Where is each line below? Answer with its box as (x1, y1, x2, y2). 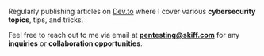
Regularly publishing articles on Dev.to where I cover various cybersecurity (8, 7, 256, 16)
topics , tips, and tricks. (8, 15, 84, 24)
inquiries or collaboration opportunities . (8, 39, 143, 48)
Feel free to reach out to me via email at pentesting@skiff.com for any (8, 31, 240, 39)
